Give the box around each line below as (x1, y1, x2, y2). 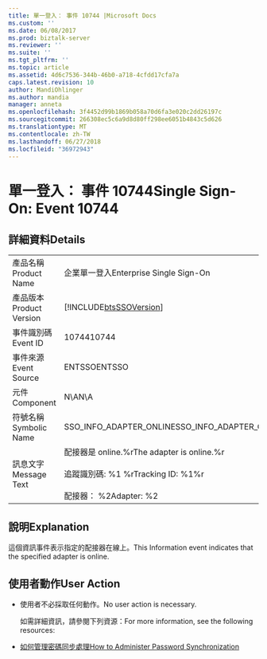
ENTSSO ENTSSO (64, 362, 129, 373)
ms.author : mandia (8, 93, 69, 101)
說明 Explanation (8, 520, 90, 534)
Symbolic (12, 422, 48, 433)
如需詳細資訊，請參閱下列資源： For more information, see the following (19, 617, 253, 626)
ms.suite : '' (8, 49, 52, 57)
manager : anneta (8, 100, 62, 108)
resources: (19, 626, 56, 634)
